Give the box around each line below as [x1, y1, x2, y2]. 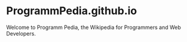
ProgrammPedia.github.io [6, 4, 137, 18]
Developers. [6, 30, 36, 37]
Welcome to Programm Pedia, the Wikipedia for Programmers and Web [6, 24, 181, 31]
